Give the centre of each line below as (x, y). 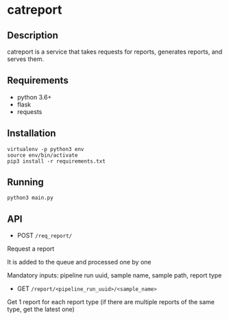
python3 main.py (30, 198)
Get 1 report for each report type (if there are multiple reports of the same (111, 302)
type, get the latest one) (41, 309)
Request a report (31, 249)
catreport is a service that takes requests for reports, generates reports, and (115, 52)
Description (33, 35)
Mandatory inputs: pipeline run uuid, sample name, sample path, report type (114, 275)
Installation (32, 134)
